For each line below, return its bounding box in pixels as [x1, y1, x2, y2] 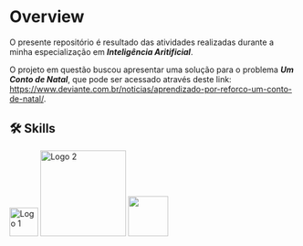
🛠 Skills [9, 121, 57, 136]
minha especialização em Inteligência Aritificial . [9, 46, 193, 57]
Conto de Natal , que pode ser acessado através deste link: [9, 73, 232, 84]
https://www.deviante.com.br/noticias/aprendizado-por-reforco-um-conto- [9, 83, 292, 94]
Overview [9, 6, 85, 27]
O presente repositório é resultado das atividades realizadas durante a [9, 37, 275, 48]
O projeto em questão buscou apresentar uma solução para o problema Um [9, 64, 294, 75]
